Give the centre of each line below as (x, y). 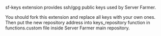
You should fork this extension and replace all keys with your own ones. (81, 17)
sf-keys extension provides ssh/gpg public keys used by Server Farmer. (81, 7)
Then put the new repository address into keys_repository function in (78, 23)
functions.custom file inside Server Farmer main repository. (68, 28)
